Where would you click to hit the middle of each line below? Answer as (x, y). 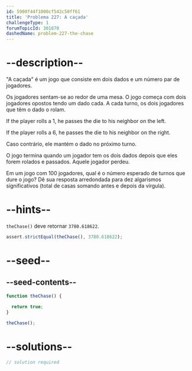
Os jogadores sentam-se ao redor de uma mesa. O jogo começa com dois (96, 97)
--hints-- (29, 210)
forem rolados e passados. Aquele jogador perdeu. (68, 162)
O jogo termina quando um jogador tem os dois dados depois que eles (92, 156)
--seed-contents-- (41, 283)
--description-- (45, 63)
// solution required (33, 362)
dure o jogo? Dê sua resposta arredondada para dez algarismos (84, 180)
